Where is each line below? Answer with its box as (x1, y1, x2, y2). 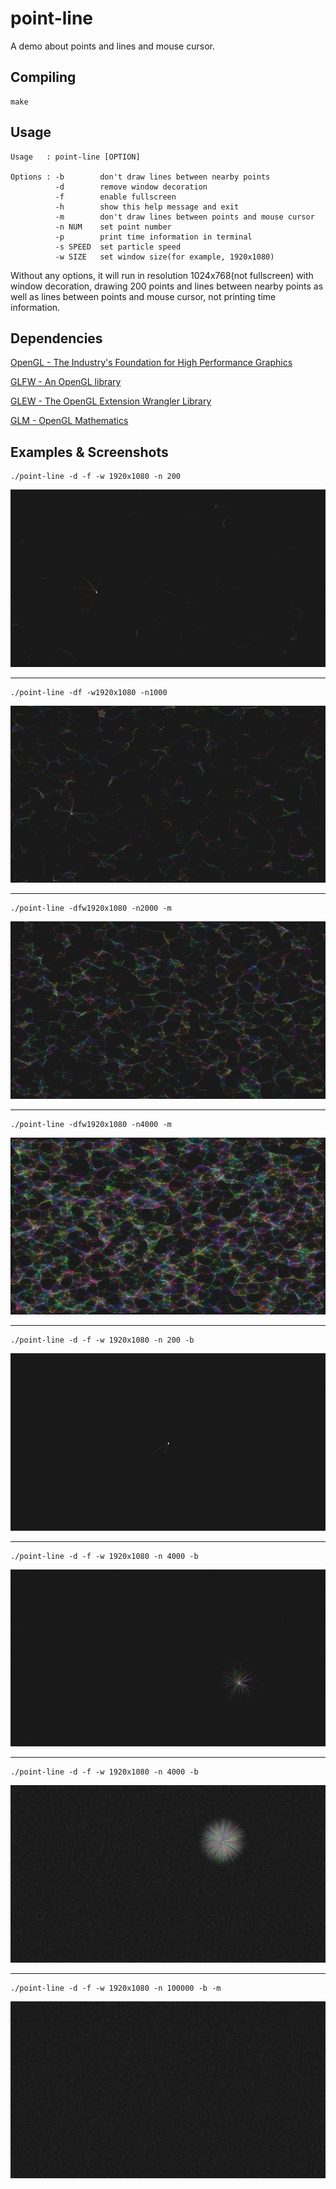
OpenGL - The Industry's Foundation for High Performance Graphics (10, 357, 293, 369)
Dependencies (10, 330, 103, 347)
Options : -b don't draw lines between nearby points (10, 172, 271, 182)
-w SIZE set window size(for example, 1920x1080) (54, 252, 275, 262)
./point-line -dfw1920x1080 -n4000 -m (10, 1119, 172, 1129)
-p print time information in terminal (54, 232, 253, 242)
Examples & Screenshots (10, 443, 169, 461)
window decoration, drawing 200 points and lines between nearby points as (10, 280, 324, 292)
